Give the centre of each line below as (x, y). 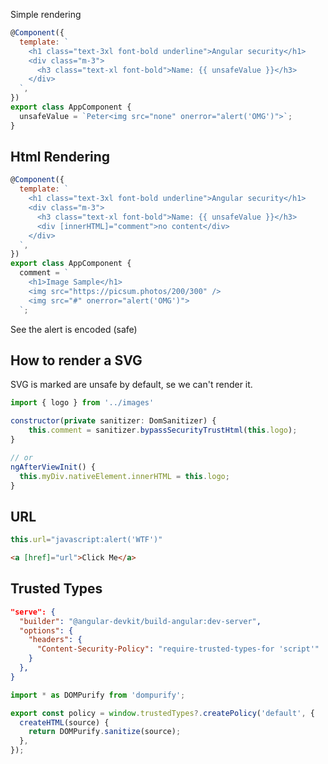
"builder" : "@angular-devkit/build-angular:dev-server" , (140, 621)
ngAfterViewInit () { (53, 467)
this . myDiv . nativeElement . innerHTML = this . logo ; (124, 476)
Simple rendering (46, 14)
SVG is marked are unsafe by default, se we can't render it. (131, 385)
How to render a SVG (76, 360)
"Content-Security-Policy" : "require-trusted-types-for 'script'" (178, 649)
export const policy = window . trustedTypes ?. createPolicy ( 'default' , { (162, 713)
